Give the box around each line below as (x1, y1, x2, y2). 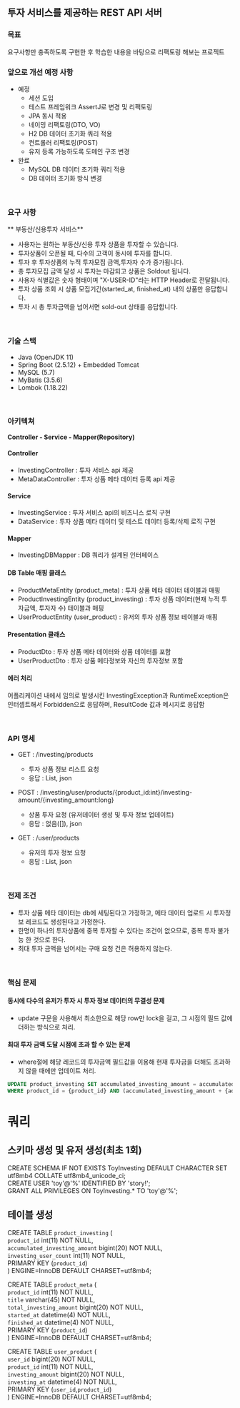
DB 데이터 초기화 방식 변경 (28, 174, 102, 182)
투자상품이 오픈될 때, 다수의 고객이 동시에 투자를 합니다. (17, 249, 173, 258)
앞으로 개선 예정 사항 (7, 67, 74, 77)
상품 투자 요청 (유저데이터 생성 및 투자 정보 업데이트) (28, 810, 174, 819)
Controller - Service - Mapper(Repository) (7, 433, 135, 441)
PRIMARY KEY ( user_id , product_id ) (7, 1384, 112, 1394)
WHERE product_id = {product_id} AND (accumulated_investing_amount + (7, 1087, 222, 1095)
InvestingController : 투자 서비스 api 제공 (17, 466, 134, 475)
